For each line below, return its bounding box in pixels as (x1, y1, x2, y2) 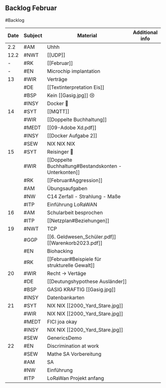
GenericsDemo (46, 334, 82, 341)
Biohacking (46, 248, 73, 255)
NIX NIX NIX (46, 140, 76, 147)
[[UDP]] (46, 52, 66, 59)
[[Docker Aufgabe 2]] (46, 132, 97, 139)
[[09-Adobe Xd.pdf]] (46, 124, 97, 131)
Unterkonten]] (46, 169, 80, 176)
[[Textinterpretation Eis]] (46, 84, 105, 91)
